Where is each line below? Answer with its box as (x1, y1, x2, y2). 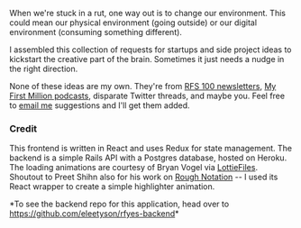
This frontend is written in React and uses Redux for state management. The (9, 143, 293, 154)
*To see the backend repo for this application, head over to (9, 198, 230, 210)
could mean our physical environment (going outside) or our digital (9, 17, 258, 28)
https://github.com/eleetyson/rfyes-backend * (9, 208, 179, 219)
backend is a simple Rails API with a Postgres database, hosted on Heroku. (9, 152, 287, 163)
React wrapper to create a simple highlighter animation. (9, 181, 215, 192)
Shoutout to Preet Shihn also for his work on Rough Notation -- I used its (9, 171, 278, 183)
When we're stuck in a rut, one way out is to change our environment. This (9, 8, 287, 18)
